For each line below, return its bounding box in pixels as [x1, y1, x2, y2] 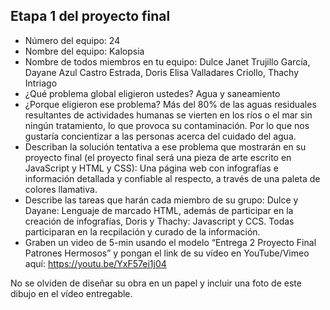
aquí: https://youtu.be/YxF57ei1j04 [24, 257, 167, 269]
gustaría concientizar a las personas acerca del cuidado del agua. [24, 130, 297, 142]
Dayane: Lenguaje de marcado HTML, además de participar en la [24, 204, 294, 216]
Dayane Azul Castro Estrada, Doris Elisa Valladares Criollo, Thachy [24, 66, 300, 78]
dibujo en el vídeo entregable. [10, 287, 133, 299]
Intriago [24, 77, 58, 89]
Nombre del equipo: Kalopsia [24, 45, 145, 57]
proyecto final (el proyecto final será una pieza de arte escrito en [24, 151, 292, 163]
